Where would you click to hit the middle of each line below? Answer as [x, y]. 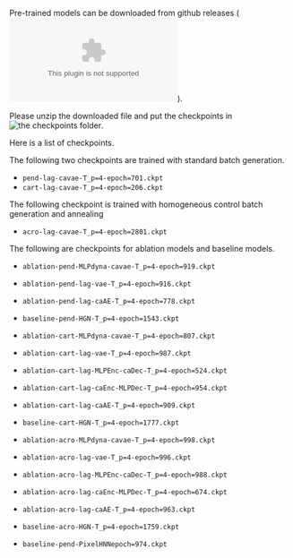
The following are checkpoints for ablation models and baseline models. [142, 249]
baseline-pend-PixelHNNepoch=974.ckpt [95, 545]
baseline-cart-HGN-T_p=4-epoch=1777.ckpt [100, 423]
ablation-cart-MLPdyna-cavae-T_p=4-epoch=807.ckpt [119, 336]
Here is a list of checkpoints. [62, 143]
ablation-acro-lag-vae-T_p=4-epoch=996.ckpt [107, 458]
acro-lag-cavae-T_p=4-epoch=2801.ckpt [95, 232]
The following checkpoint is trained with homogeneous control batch [136, 204]
